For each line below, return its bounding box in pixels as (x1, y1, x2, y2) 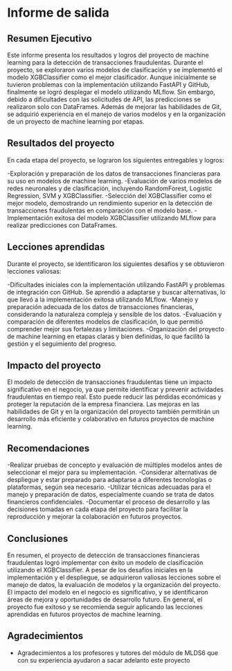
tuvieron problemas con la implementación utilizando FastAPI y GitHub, (7, 81, 210, 88)
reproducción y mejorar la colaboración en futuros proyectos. (7, 513, 183, 521)
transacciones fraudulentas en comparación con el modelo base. (7, 206, 193, 215)
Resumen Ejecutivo (7, 33, 92, 44)
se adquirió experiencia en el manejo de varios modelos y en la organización (7, 110, 226, 118)
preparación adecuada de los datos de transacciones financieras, (7, 302, 195, 310)
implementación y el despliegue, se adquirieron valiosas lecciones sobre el (7, 573, 222, 581)
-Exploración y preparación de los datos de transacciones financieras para (7, 169, 220, 178)
